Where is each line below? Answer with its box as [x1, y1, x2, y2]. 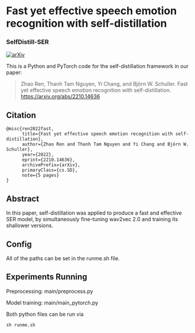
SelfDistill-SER [6, 38, 49, 46]
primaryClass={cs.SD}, [21, 167, 78, 173]
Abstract [6, 193, 40, 203]
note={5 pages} [21, 173, 60, 179]
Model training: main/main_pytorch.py [6, 299, 99, 306]
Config [6, 239, 32, 249]
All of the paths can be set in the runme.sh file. [6, 254, 120, 261]
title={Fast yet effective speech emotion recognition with [21, 131, 173, 137]
